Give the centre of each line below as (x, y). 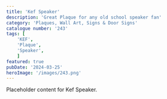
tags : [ (16, 34)
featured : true (25, 61)
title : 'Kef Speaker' (33, 12)
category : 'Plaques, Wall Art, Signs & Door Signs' (72, 23)
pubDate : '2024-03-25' (34, 67)
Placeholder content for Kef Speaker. (52, 89)
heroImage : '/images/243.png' (44, 73)
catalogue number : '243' (37, 28)
